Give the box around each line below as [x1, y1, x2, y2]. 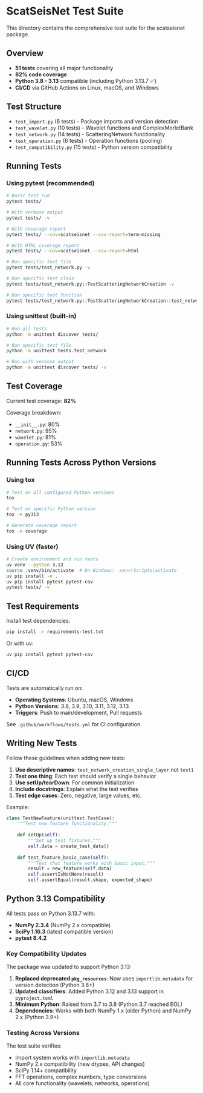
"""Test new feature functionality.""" [17, 821, 118, 827]
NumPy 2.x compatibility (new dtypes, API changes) [14, 1060, 145, 1068]
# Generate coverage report [6, 522, 77, 529]
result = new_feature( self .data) [28, 865, 112, 872]
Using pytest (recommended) [6, 179, 95, 187]
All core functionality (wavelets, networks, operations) [14, 1080, 150, 1087]
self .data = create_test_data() [28, 843, 110, 849]
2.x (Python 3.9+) [14, 1014, 59, 1021]
